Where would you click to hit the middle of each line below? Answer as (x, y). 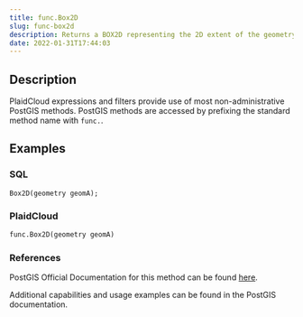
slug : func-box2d (42, 26)
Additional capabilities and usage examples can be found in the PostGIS (143, 295)
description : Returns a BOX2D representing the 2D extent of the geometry (153, 34)
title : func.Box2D (44, 18)
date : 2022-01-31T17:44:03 (60, 43)
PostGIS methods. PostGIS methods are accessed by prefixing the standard (150, 111)
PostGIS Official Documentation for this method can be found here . (134, 277)
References (35, 257)
